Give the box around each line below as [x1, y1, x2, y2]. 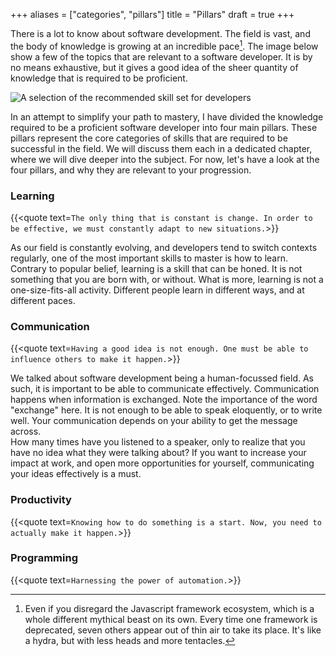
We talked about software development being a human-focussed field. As [10, 372, 314, 384]
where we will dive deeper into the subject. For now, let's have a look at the [10, 153, 320, 165]
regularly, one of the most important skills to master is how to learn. [10, 252, 289, 264]
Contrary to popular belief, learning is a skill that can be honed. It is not [10, 262, 303, 274]
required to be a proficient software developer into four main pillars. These [10, 121, 318, 133]
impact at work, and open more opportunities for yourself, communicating [10, 457, 315, 469]
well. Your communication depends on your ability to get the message [10, 415, 298, 427]
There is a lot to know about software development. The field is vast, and [10, 28, 311, 39]
